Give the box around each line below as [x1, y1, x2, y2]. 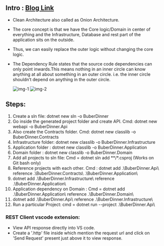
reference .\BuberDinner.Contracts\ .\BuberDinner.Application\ [12, 170, 138, 176]
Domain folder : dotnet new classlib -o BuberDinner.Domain [12, 149, 133, 156]
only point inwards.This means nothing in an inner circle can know [12, 66, 146, 72]
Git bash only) [12, 160, 41, 166]
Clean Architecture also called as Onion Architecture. [12, 17, 120, 22]
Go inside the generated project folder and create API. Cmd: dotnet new [12, 118, 158, 124]
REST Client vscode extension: [5, 214, 80, 221]
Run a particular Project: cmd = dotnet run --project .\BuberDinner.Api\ [12, 201, 155, 207]
